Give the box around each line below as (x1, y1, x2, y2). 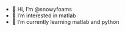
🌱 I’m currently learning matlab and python (12, 18, 120, 25)
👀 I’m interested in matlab (12, 12, 76, 19)
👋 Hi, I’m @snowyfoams (12, 6, 72, 13)
